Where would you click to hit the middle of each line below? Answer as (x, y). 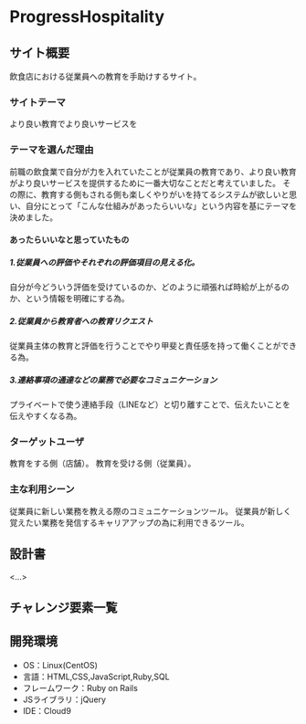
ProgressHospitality (87, 17)
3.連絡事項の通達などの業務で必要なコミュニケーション (113, 380)
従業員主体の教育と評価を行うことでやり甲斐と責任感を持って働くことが (145, 346)
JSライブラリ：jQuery (64, 699)
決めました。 (33, 217)
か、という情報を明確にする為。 (69, 299)
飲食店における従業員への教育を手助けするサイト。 (106, 76)
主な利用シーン (42, 489)
